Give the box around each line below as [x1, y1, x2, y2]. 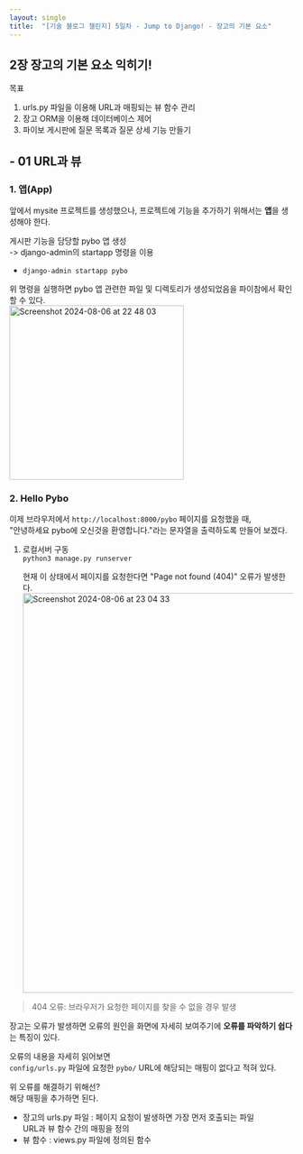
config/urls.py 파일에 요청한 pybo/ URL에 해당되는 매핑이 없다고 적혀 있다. [9, 1062, 277, 1074]
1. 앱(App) [9, 182, 53, 195]
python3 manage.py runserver [22, 554, 133, 564]
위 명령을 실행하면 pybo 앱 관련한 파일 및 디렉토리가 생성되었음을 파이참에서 [9, 283, 276, 294]
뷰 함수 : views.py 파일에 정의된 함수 [22, 1134, 151, 1146]
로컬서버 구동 [22, 544, 69, 555]
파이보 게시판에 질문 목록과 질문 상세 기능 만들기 [22, 125, 191, 135]
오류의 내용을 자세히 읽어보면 [9, 1051, 111, 1062]
